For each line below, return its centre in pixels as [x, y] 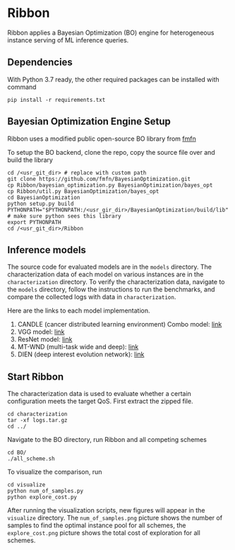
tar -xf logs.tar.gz [38, 421]
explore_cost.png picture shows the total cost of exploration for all [104, 533]
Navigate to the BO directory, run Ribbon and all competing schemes [107, 440]
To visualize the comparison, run [55, 472]
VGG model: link [41, 332]
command [22, 87]
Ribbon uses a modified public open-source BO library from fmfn [102, 139]
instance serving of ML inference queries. [68, 40]
